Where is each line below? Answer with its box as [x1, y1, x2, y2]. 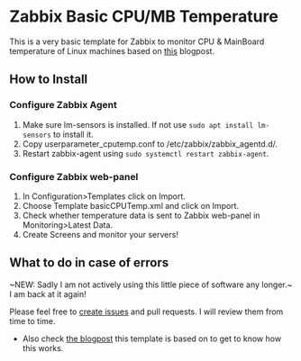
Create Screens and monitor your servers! [22, 229, 178, 239]
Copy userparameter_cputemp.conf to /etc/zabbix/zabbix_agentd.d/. [22, 138, 278, 149]
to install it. [52, 129, 94, 140]
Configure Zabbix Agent [9, 99, 117, 112]
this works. [22, 342, 64, 353]
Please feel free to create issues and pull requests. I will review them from [9, 306, 284, 317]
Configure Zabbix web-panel [9, 170, 139, 183]
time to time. [9, 315, 56, 326]
